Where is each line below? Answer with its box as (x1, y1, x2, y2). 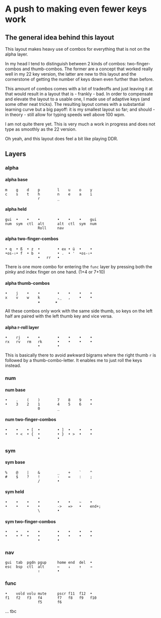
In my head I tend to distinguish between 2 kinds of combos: (5, 61, 126, 66)
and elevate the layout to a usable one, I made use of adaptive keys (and (5, 96, 150, 102)
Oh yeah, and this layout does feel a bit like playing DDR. (5, 136, 118, 141)
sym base (5, 459, 25, 465)
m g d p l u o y (5, 187, 92, 192)
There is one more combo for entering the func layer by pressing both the (5, 263, 152, 269)
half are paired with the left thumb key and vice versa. (5, 313, 113, 319)
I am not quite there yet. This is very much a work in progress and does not (5, 121, 156, 127)
